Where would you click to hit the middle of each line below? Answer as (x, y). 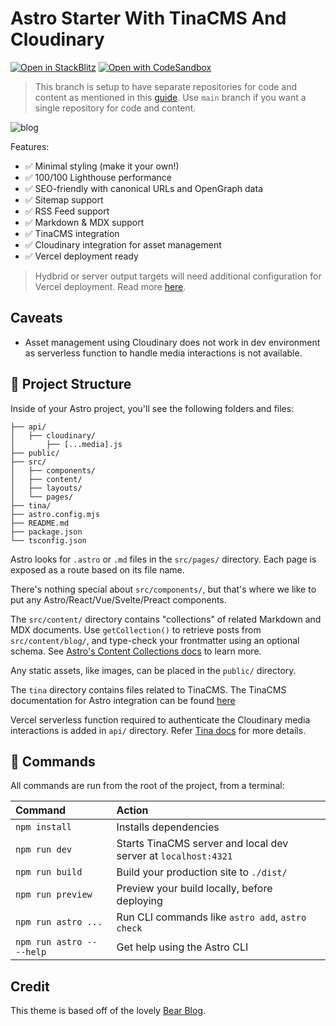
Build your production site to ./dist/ (202, 872)
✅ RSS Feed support (67, 211)
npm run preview (54, 895)
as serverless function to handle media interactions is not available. (163, 353)
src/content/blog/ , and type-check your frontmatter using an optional (155, 640)
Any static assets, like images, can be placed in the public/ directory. (153, 670)
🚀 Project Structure (71, 384)
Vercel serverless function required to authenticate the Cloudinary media (160, 719)
